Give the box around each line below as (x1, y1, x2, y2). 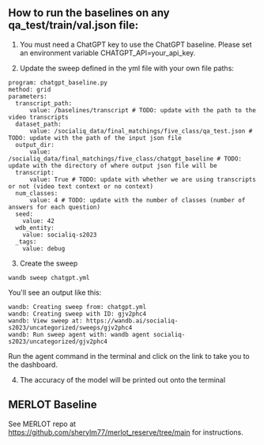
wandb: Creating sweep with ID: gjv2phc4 (8, 310, 147, 318)
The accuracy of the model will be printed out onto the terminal (19, 375, 226, 384)
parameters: (8, 92, 47, 100)
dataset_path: (15, 120, 62, 128)
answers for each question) (8, 203, 101, 211)
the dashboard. (8, 360, 58, 369)
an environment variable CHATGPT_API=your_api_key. (19, 47, 196, 58)
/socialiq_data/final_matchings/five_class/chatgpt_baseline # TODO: (8, 154, 243, 163)
